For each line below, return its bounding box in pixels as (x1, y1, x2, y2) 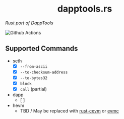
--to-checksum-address (20, 69, 68, 75)
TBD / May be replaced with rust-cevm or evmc (20, 108, 119, 114)
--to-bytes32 (20, 75, 48, 81)
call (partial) (20, 86, 47, 92)
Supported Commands (5, 44, 78, 53)
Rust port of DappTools (5, 20, 54, 26)
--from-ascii (20, 64, 48, 69)
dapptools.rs (57, 3, 112, 15)
